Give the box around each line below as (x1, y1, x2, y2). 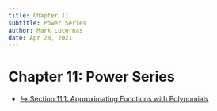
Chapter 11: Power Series (8, 68, 176, 86)
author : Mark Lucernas (8, 26, 83, 34)
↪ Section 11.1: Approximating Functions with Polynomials (19, 94, 209, 104)
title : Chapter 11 (8, 11, 69, 20)
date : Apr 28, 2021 (8, 33, 73, 42)
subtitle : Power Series (8, 19, 87, 27)
